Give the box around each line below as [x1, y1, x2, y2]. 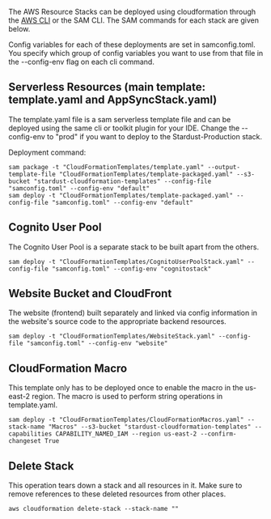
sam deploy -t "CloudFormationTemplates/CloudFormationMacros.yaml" [8, 416, 244, 424]
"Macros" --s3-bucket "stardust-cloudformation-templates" [48, 423, 252, 432]
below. [8, 24, 31, 33]
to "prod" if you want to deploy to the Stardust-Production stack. [47, 131, 263, 141]
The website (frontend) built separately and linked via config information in [8, 308, 257, 318]
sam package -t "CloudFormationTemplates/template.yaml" [8, 163, 205, 171]
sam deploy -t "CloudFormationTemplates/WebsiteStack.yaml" [8, 332, 216, 341]
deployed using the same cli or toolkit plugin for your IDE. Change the [8, 123, 240, 133]
